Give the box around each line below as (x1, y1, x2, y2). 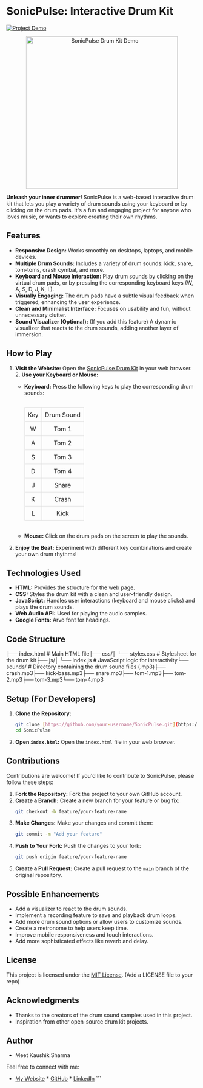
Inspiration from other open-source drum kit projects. (15, 1017, 148, 1025)
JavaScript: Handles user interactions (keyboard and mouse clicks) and (15, 597, 195, 605)
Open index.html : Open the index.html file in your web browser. (15, 738, 176, 746)
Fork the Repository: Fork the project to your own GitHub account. (15, 790, 182, 797)
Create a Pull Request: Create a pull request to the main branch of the (15, 865, 190, 872)
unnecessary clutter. (15, 311, 67, 319)
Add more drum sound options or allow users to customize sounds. (15, 918, 183, 925)
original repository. (15, 871, 62, 879)
